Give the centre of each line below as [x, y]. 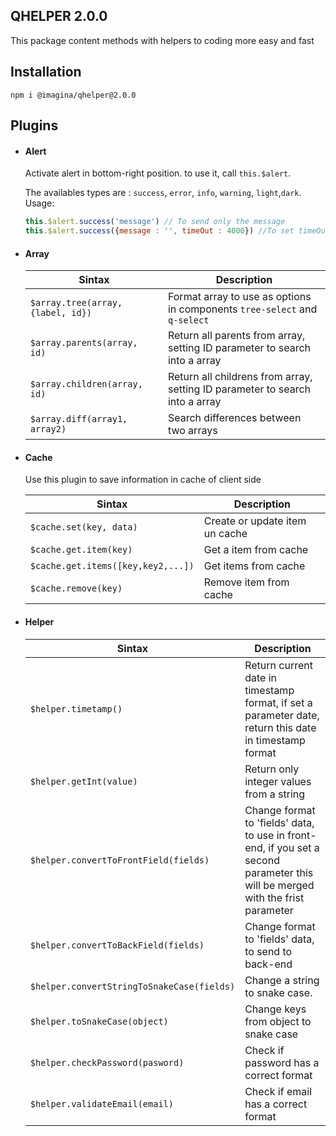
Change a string [282, 980]
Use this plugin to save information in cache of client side [143, 480]
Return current [278, 665]
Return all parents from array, [236, 336]
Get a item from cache [256, 550]
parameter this [279, 872]
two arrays [192, 431]
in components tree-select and [242, 309]
